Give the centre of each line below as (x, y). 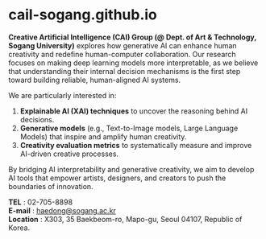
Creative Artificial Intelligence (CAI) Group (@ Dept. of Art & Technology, (132, 37)
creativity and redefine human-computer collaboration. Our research (122, 54)
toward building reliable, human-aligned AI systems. (95, 80)
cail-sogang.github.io (83, 15)
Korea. (19, 228)
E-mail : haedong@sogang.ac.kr (62, 210)
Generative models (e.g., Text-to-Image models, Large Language (129, 128)
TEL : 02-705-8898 (41, 202)
